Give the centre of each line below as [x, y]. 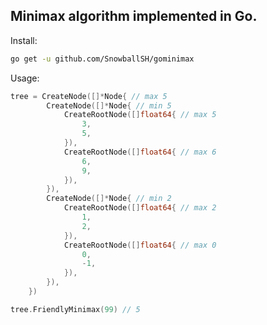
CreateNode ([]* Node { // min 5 [109, 105]
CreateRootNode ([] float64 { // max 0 [140, 245]
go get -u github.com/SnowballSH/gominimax [102, 59]
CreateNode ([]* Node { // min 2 [109, 199]
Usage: [25, 78]
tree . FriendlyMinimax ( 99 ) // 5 [75, 309]
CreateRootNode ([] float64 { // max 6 [140, 152]
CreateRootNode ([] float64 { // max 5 [140, 115]
